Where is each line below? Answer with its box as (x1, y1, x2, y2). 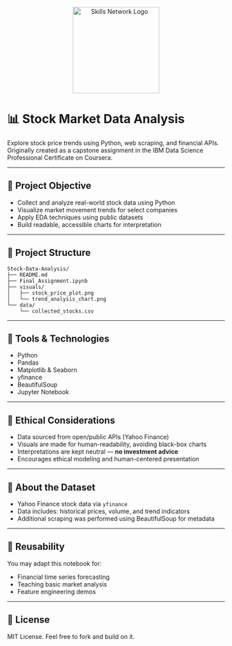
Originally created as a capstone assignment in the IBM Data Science (7, 146, 204, 154)
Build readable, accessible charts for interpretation (17, 220, 162, 228)
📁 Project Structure (7, 247, 91, 259)
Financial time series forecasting (17, 573, 110, 581)
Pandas (17, 358, 39, 367)
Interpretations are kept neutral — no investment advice (17, 447, 178, 456)
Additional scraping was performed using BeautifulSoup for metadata (17, 515, 215, 522)
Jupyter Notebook (17, 388, 69, 396)
